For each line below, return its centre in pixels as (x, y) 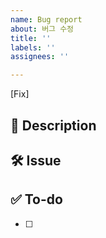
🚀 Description (53, 125)
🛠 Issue (36, 160)
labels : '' (33, 47)
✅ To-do (36, 199)
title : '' (31, 38)
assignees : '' (40, 57)
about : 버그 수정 (42, 29)
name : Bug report (46, 19)
